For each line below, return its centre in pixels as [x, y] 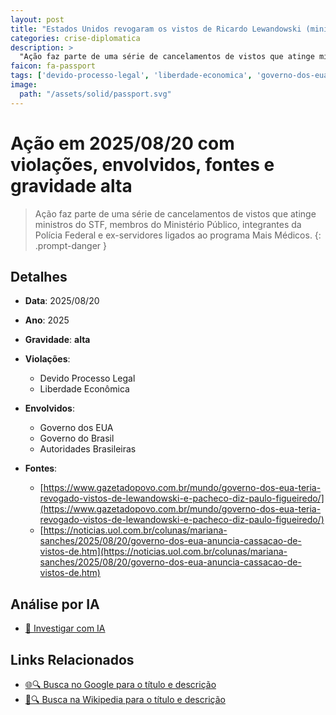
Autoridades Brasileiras [88, 449]
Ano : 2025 [47, 320]
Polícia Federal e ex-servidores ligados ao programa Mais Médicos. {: [178, 235]
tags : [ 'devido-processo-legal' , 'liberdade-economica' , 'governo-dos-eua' [171, 76]
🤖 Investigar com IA [65, 628]
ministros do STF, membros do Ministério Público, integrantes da [168, 224]
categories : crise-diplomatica [75, 38]
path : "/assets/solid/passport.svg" [95, 94]
